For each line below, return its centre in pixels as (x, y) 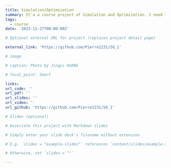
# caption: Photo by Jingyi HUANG (42, 65)
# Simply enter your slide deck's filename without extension (73, 135)
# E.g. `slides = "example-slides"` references (57, 144)
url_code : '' (19, 89)
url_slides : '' (21, 98)
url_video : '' (20, 103)
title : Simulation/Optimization (39, 10)
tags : (11, 19)
